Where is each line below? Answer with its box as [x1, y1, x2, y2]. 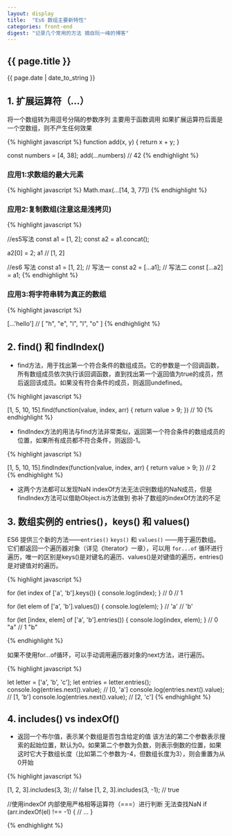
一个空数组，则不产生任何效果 [7, 123, 92, 132]
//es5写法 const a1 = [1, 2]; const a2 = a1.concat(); [7, 235, 150, 244]
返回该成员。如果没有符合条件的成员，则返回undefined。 [23, 378, 186, 386]
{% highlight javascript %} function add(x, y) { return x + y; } [7, 137, 180, 146]
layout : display [7, 10, 54, 17]
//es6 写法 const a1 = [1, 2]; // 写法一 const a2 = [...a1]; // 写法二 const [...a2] [7, 263, 224, 271]
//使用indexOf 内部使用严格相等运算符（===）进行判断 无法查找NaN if [7, 800, 207, 808]
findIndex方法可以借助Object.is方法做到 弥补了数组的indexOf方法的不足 [17, 493, 222, 502]
